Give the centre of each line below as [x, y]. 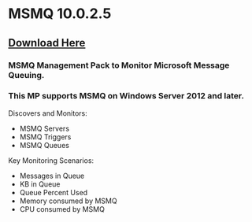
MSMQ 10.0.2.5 [60, 14]
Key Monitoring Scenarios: [51, 160]
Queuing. [26, 75]
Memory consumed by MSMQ [68, 201]
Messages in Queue [52, 176]
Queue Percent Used [54, 192]
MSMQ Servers [44, 128]
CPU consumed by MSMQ [62, 209]
